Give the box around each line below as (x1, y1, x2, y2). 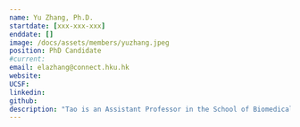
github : (9, 96, 38, 106)
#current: (9, 55, 46, 63)
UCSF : (9, 80, 29, 89)
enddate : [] (9, 30, 54, 38)
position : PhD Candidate (9, 47, 102, 55)
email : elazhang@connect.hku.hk (9, 63, 129, 72)
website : (9, 72, 42, 80)
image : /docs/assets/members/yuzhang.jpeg (9, 38, 170, 47)
